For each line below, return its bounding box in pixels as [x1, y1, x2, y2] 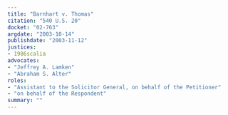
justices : [7, 44, 37, 51]
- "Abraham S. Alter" [7, 70, 72, 77]
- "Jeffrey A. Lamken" [7, 64, 75, 71]
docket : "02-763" [7, 24, 59, 31]
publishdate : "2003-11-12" [7, 37, 88, 44]
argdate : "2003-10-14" [7, 30, 75, 38]
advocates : [7, 57, 40, 64]
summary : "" [7, 97, 43, 104]
